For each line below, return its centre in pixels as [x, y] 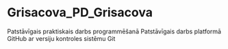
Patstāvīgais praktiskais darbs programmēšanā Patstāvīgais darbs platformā [114, 31]
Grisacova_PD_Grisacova [80, 13]
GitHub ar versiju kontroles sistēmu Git [61, 38]
